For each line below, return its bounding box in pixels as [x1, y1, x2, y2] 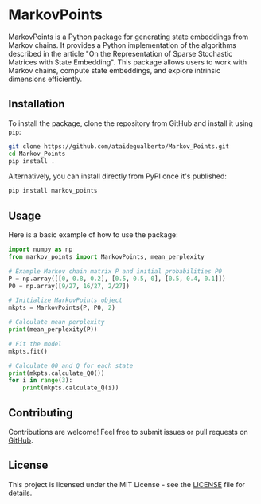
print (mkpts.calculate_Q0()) [8, 369, 105, 377]
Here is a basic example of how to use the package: [8, 230, 178, 240]
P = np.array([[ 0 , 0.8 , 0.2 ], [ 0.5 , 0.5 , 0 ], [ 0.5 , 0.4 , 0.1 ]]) [8, 275, 226, 283]
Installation [8, 97, 65, 111]
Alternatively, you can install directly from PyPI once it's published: [8, 171, 227, 181]
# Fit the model [8, 340, 62, 348]
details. [8, 488, 33, 498]
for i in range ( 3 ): [8, 377, 73, 385]
